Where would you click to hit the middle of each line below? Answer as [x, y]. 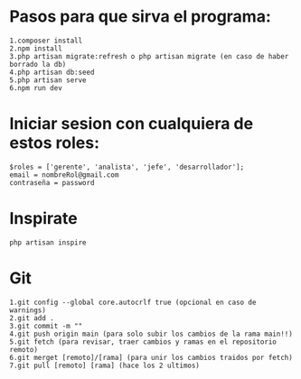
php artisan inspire [48, 242]
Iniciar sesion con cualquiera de [132, 124]
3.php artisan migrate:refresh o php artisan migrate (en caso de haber [149, 56]
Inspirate [44, 219]
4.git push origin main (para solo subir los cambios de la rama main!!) [151, 334]
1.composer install [46, 41]
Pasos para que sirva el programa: [140, 17]
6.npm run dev [36, 88]
